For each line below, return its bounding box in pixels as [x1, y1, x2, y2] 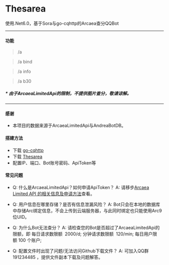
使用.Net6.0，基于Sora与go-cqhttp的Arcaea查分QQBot [5, 20, 119, 26]
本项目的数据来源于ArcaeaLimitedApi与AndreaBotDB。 [12, 123, 126, 129]
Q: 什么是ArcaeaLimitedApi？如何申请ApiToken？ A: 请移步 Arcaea [12, 184, 149, 190]
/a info [17, 68, 31, 74]
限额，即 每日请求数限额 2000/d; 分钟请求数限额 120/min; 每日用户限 [12, 231, 157, 237]
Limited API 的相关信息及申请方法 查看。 [12, 191, 95, 197]
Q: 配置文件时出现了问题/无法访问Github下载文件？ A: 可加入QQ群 [12, 247, 149, 254]
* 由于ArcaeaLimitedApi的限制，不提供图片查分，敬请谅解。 [5, 90, 132, 96]
